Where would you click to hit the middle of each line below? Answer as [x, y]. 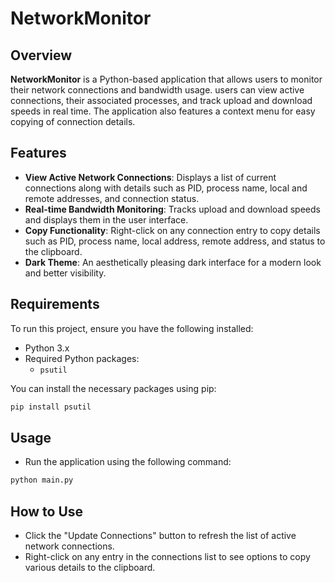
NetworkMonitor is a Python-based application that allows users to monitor [166, 79]
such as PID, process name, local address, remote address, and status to [175, 241]
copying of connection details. [73, 121]
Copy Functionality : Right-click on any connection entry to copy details [172, 230]
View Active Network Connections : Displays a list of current [150, 177]
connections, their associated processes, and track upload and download [161, 100]
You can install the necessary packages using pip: [113, 388]
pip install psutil [51, 407]
